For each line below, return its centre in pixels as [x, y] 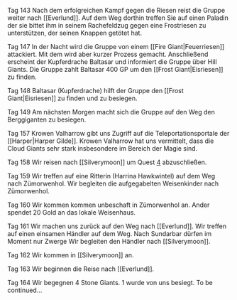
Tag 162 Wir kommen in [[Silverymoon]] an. [71, 255]
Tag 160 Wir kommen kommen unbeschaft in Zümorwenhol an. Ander [109, 205]
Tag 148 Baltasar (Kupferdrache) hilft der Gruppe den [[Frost [96, 91]
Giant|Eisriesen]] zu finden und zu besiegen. [72, 98]
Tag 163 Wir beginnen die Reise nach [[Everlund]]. [81, 269]
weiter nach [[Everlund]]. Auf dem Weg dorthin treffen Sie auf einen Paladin [118, 18]
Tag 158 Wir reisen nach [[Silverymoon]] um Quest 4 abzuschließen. [107, 162]
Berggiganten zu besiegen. [47, 119]
